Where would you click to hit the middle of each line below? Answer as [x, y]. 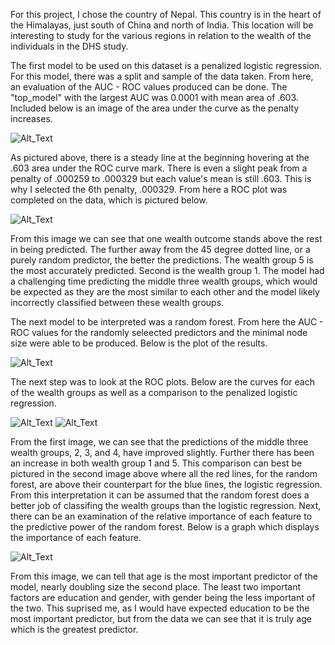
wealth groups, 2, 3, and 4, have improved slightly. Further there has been [162, 452]
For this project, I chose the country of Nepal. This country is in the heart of [166, 14]
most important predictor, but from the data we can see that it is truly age [161, 618]
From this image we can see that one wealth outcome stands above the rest [166, 238]
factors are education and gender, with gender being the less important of [163, 597]
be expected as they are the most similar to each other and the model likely [165, 292]
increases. [31, 118]
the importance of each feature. [76, 537]
